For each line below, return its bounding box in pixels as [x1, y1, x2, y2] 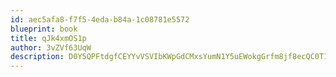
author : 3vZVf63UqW [10, 42, 92, 53]
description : [10, 52, 65, 62]
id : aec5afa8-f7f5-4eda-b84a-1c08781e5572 [10, 14, 190, 25]
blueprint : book [10, 24, 78, 34]
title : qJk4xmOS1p [10, 33, 87, 43]
